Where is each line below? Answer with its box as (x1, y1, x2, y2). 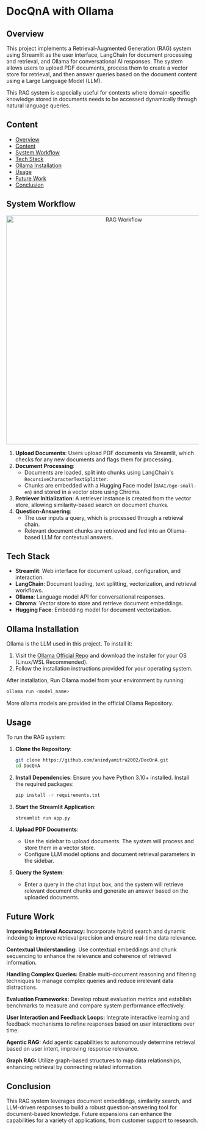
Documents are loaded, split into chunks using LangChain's (24, 469, 174, 476)
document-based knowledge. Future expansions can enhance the (6, 1110, 172, 1118)
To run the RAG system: (6, 733, 66, 741)
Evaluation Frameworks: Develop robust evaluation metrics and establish (6, 996, 192, 1003)
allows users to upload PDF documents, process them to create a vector (6, 64, 188, 71)
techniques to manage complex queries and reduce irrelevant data (6, 977, 174, 985)
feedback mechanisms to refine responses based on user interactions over (6, 1020, 195, 1027)
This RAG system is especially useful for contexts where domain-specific (6, 89, 190, 96)
